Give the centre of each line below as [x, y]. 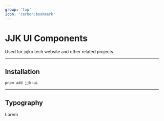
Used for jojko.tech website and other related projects [59, 52]
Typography [24, 103]
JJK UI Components [46, 38]
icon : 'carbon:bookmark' [30, 14]
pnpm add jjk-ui [21, 83]
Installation [22, 71]
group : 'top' [18, 10]
